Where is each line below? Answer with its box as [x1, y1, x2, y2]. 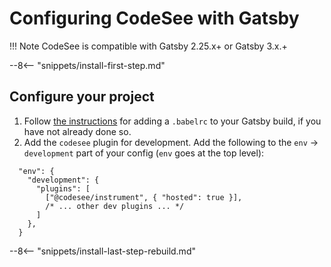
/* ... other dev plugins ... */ [45, 201, 185, 211]
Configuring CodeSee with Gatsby [9, 7, 300, 30]
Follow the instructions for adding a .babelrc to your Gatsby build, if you [23, 115, 322, 127]
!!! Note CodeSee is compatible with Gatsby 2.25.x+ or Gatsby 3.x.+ [9, 40, 288, 52]
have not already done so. [23, 125, 132, 137]
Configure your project [9, 88, 155, 106]
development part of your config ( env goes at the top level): [23, 147, 265, 159]
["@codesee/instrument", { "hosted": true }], [45, 192, 243, 202]
